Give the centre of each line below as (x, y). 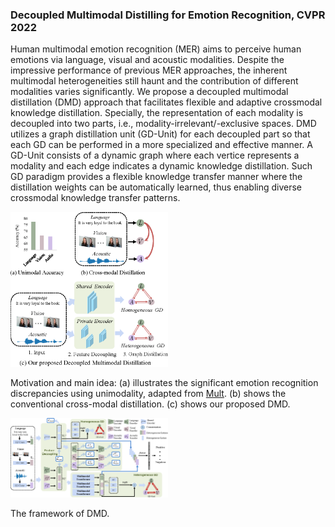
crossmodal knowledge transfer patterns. (95, 198)
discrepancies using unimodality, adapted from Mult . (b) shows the (148, 394)
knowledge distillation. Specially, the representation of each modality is (157, 113)
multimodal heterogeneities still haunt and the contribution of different (154, 81)
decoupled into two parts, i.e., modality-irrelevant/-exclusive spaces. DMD (163, 124)
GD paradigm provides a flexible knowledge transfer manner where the (156, 177)
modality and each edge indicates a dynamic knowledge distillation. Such (161, 166)
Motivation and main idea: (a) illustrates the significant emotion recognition (164, 383)
